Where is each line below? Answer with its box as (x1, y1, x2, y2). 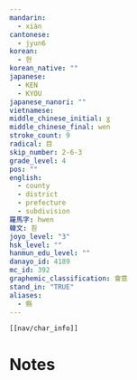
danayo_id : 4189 (9, 257, 70, 267)
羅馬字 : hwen (9, 214, 54, 224)
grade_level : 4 (9, 156, 67, 166)
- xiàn (17, 22, 42, 31)
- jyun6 (17, 38, 47, 48)
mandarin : (9, 13, 47, 23)
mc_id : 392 (9, 266, 50, 275)
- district (17, 190, 59, 199)
